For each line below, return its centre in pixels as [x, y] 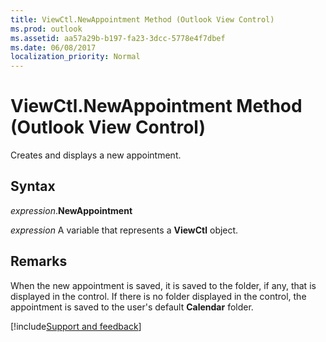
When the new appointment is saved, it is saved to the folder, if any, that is [163, 285]
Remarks [39, 261]
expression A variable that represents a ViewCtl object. [124, 230]
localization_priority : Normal [75, 57]
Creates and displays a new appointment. [96, 155]
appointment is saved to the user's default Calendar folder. [132, 307]
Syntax [33, 186]
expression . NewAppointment [71, 210]
